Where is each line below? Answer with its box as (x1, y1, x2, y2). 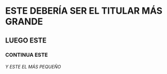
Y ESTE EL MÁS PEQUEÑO (5, 64, 61, 70)
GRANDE (5, 16, 43, 27)
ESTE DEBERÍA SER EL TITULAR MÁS (5, 5, 163, 17)
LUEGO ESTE (5, 36, 47, 45)
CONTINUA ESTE (5, 51, 48, 58)
